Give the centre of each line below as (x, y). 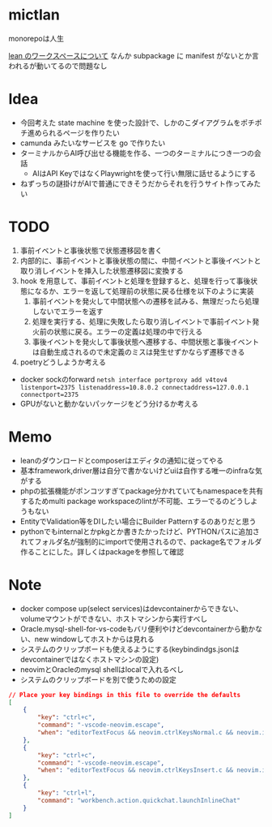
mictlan (34, 15)
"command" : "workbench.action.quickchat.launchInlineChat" (139, 800)
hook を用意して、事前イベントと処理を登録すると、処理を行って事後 (135, 281)
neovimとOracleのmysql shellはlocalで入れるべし (102, 669)
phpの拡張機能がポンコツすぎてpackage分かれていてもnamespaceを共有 (142, 491)
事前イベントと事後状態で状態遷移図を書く (91, 250)
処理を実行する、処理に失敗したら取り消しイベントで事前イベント (142, 321)
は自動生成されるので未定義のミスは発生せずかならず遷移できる (138, 351)
